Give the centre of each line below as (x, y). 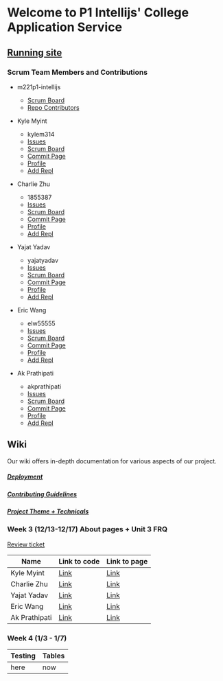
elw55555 (42, 323)
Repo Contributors (54, 107)
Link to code (79, 561)
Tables (54, 656)
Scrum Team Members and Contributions (78, 72)
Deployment (25, 477)
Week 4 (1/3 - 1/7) (37, 638)
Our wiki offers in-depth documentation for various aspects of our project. (112, 461)
